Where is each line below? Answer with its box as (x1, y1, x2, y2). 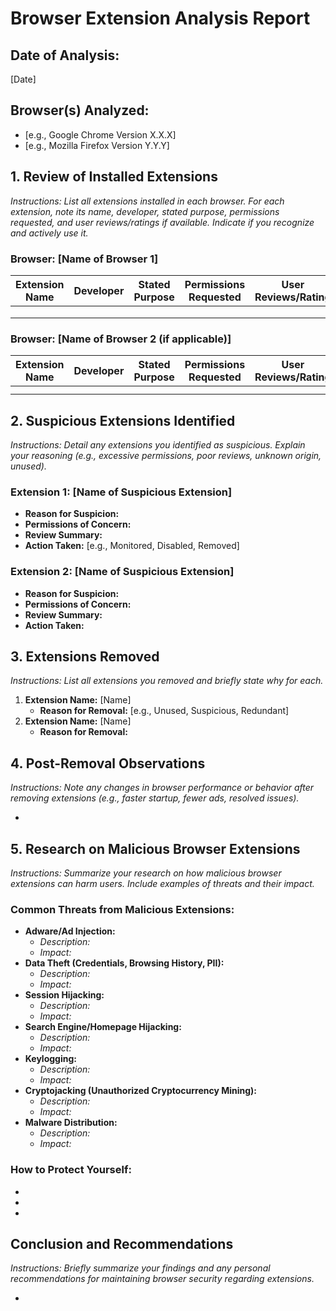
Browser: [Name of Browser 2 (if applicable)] (10, 332, 232, 346)
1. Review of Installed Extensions (10, 168, 218, 186)
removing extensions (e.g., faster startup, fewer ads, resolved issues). (10, 792, 300, 804)
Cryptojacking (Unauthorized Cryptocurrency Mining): (24, 1085, 258, 1097)
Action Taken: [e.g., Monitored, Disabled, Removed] (24, 540, 240, 552)
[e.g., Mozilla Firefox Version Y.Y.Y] (24, 139, 170, 151)
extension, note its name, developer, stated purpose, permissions (10, 205, 280, 217)
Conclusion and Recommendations (10, 1236, 234, 1253)
